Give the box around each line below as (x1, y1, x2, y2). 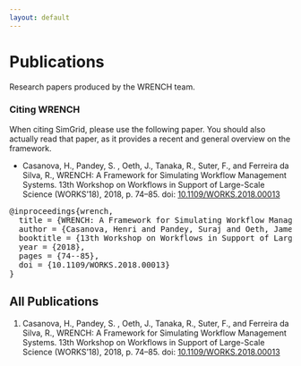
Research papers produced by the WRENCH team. (9, 81, 195, 92)
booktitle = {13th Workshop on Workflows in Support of (18, 233, 270, 243)
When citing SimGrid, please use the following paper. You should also (9, 123, 266, 134)
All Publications (9, 294, 99, 310)
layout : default (9, 13, 70, 22)
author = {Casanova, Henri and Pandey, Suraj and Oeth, (18, 224, 270, 234)
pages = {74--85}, (18, 251, 100, 260)
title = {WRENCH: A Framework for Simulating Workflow (18, 215, 265, 225)
